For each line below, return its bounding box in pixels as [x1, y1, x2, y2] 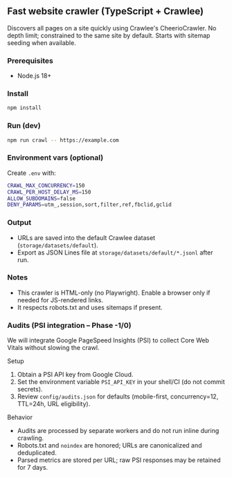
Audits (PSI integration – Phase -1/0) [7, 320, 132, 330]
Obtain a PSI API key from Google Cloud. [17, 370, 134, 379]
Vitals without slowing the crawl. [7, 344, 100, 352]
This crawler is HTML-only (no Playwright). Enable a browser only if [17, 288, 211, 297]
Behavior [7, 413, 33, 421]
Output [7, 218, 32, 228]
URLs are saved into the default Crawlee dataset [17, 233, 156, 241]
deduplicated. [17, 449, 57, 457]
